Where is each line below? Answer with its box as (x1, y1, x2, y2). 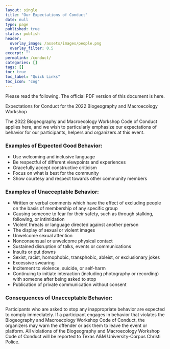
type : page (5, 22, 29, 27)
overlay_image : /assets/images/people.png (10, 41, 102, 46)
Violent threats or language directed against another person (12, 221, 139, 228)
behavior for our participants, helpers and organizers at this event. (5, 129, 144, 135)
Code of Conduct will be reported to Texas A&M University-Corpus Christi (5, 333, 161, 339)
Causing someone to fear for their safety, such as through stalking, (12, 211, 154, 217)
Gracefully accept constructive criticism (12, 165, 97, 171)
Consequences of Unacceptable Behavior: (5, 294, 113, 301)
